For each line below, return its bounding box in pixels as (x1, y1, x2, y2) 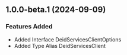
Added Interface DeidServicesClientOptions (14, 35, 122, 43)
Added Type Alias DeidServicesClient (14, 42, 106, 49)
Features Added (5, 22, 53, 31)
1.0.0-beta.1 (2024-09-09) (5, 5, 106, 15)
